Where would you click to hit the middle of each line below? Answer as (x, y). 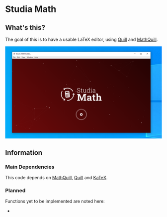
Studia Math (31, 9)
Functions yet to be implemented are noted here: (55, 201)
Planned (15, 190)
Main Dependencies (30, 167)
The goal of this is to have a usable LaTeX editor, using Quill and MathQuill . (82, 39)
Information (24, 153)
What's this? (25, 28)
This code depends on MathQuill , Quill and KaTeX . (56, 177)
